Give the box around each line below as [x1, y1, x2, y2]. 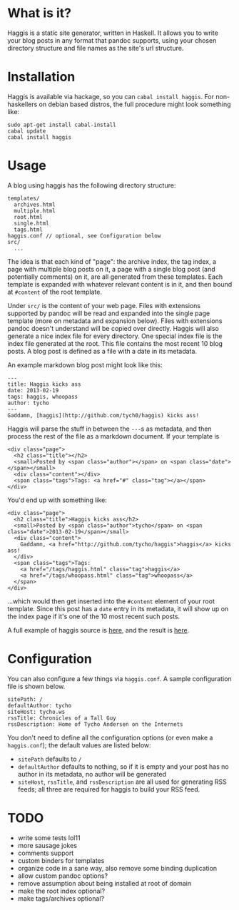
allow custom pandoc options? [17, 871, 108, 880]
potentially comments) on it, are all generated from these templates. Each [7, 272, 223, 281]
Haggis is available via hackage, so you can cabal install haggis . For [7, 92, 215, 101]
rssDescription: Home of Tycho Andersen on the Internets [7, 720, 183, 728]
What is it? [7, 5, 72, 21]
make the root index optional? [17, 886, 106, 895]
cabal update [7, 127, 46, 135]
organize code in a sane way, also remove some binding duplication [17, 864, 218, 872]
